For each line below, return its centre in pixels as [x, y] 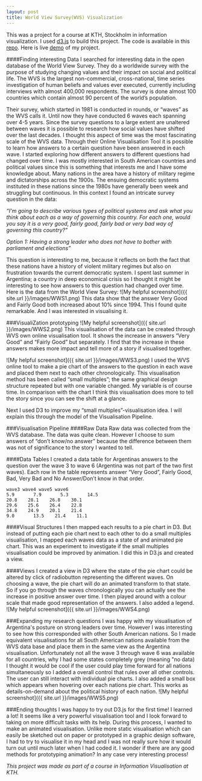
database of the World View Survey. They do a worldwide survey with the [97, 65]
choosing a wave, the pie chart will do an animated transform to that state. [99, 583]
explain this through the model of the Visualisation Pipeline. [80, 416]
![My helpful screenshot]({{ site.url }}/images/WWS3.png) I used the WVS [98, 360]
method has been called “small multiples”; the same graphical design [92, 379]
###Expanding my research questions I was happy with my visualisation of [99, 621]
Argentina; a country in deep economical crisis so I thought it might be [93, 279]
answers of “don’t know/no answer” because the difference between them [99, 441]
